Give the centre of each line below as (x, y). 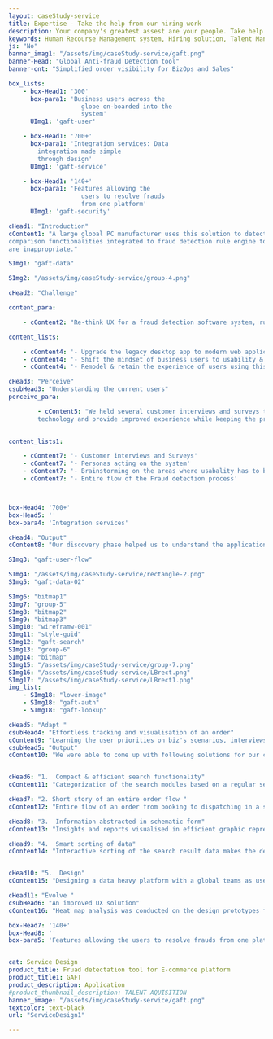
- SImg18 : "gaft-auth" (61, 703)
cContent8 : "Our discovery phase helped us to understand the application (138, 545)
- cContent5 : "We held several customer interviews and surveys (149, 411)
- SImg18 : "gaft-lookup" (65, 710)
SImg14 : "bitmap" (38, 657)
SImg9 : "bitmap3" (38, 620)
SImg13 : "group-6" (39, 650)
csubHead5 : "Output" (43, 747)
